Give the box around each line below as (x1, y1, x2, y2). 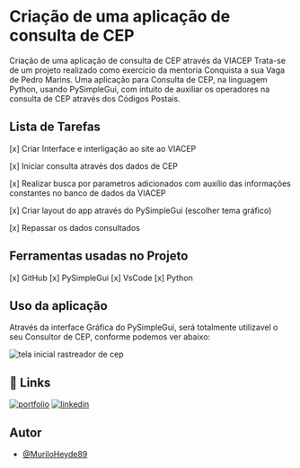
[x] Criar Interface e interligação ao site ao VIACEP (9, 143, 197, 154)
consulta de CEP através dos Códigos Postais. (9, 93, 181, 104)
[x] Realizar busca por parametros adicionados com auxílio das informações (9, 178, 292, 189)
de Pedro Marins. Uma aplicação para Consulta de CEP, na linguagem (9, 74, 268, 84)
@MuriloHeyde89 (22, 449, 88, 459)
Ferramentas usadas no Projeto (9, 249, 189, 264)
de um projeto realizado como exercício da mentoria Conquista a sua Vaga (9, 65, 286, 75)
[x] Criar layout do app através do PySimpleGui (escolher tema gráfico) (9, 205, 272, 216)
